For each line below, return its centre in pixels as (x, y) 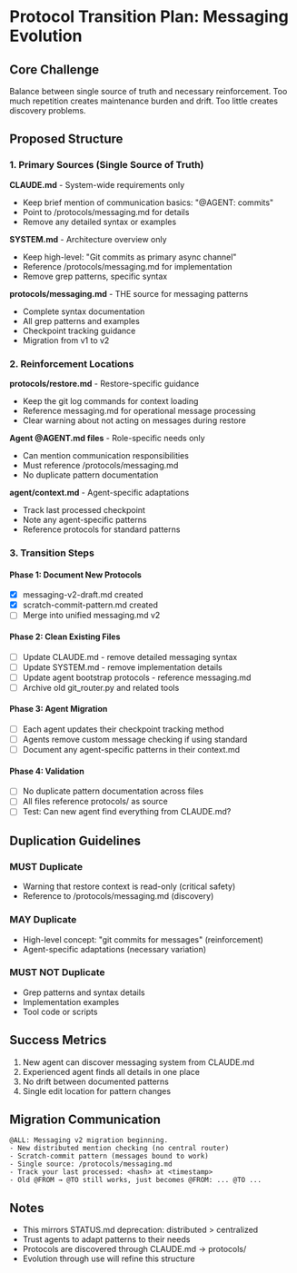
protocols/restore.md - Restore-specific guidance (104, 383)
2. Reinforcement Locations (72, 363)
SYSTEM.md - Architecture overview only (88, 239)
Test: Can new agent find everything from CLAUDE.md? (127, 812)
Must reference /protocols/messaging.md (100, 465)
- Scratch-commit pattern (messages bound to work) (109, 1156)
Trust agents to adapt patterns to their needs (106, 1239)
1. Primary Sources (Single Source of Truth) (107, 165)
